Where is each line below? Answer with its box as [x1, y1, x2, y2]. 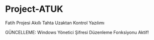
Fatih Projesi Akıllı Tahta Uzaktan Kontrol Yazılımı [5, 20, 105, 26]
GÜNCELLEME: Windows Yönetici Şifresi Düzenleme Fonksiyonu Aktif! [5, 29, 149, 35]
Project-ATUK [5, 3, 64, 15]
